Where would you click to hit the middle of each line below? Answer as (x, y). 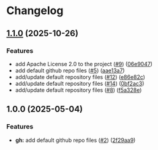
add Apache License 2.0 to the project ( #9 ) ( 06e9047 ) (84, 64)
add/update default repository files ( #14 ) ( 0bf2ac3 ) (80, 83)
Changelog (35, 11)
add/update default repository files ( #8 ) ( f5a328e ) (78, 90)
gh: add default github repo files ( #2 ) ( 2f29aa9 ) (75, 140)
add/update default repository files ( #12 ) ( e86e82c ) (80, 77)
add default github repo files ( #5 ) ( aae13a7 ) (70, 70)
